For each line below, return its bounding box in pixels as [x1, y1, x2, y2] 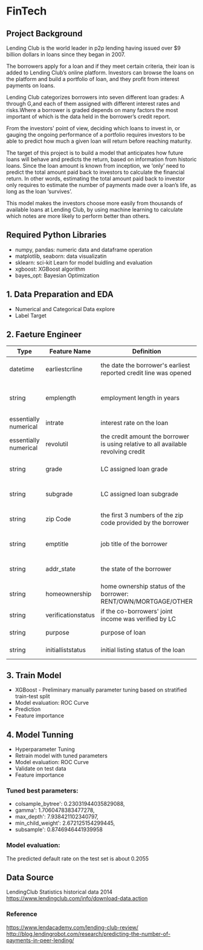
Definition [132, 347, 161, 355]
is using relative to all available [100, 440, 187, 449]
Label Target [14, 312, 47, 319]
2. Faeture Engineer [6, 329, 82, 340]
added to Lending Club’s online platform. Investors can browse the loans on [6, 69, 195, 76]
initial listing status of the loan [100, 646, 185, 655]
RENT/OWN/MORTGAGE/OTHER [100, 598, 193, 606]
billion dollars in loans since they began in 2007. [6, 51, 126, 58]
